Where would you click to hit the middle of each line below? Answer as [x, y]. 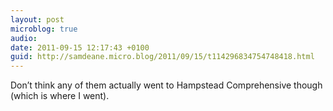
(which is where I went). [60, 96]
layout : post [37, 19]
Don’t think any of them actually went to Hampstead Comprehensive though [166, 85]
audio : [24, 38]
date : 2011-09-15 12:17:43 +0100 [80, 47]
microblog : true [44, 29]
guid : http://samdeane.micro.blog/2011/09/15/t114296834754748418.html [162, 57]
